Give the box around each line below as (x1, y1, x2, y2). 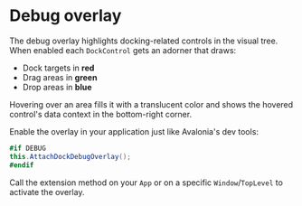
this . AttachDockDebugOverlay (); (9, 152, 131, 161)
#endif (9, 160, 34, 170)
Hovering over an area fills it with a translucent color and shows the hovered (9, 98, 294, 109)
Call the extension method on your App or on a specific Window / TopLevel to (9, 177, 283, 188)
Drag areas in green (22, 71, 98, 82)
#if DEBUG (9, 144, 47, 153)
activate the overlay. (9, 186, 85, 197)
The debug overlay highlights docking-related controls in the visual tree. (9, 35, 278, 46)
